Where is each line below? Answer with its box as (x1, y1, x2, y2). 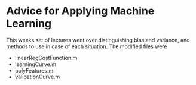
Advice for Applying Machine (6, 4, 155, 18)
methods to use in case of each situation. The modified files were (6, 43, 167, 50)
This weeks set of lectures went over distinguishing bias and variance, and (6, 36, 190, 43)
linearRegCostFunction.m (14, 54, 78, 61)
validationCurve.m (14, 73, 60, 80)
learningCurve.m (14, 61, 57, 68)
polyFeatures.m (14, 67, 54, 74)
